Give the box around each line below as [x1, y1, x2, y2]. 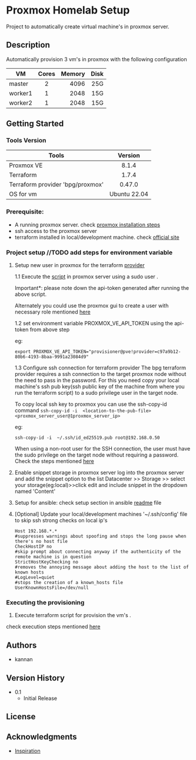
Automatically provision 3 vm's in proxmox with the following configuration [6, 55, 187, 62]
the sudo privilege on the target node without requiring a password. [14, 451, 179, 459]
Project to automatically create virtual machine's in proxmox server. [6, 23, 170, 30]
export [14, 349, 31, 355]
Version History [6, 673, 65, 683]
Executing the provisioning [6, 598, 85, 606]
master [9, 79, 28, 88]
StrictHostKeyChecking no [14, 559, 78, 565]
